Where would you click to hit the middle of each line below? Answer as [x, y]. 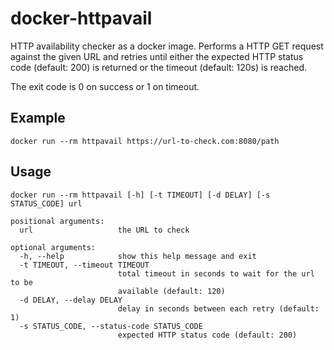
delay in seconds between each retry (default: [218, 308]
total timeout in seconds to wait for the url [216, 273]
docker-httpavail [81, 18]
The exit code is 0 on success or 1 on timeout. [105, 86]
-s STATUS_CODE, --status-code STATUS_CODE [111, 326]
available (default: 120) [171, 291]
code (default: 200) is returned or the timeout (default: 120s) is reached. [158, 67]
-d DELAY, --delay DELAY [71, 300]
